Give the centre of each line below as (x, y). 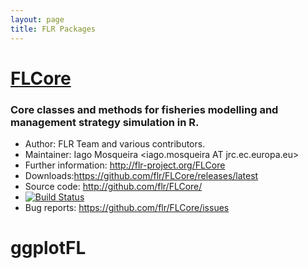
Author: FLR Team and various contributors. (115, 143)
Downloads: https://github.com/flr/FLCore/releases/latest (141, 175)
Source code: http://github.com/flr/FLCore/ (113, 186)
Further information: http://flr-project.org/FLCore (125, 165)
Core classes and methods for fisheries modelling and (144, 109)
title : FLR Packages (53, 29)
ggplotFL (48, 248)
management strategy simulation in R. (105, 122)
